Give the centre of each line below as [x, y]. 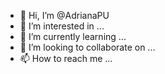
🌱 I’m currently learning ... [73, 36]
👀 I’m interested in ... [62, 26]
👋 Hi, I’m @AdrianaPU [64, 15]
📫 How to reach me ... [66, 58]
